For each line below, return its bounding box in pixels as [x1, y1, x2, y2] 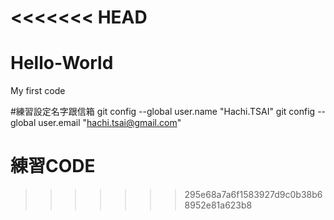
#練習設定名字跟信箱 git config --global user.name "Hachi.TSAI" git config [10, 106, 316, 118]
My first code [10, 85, 66, 97]
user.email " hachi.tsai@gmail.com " [38, 117, 182, 129]
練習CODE [10, 155, 96, 178]
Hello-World [10, 52, 114, 75]
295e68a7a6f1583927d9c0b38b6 [184, 189, 323, 201]
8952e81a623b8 [184, 199, 253, 211]
